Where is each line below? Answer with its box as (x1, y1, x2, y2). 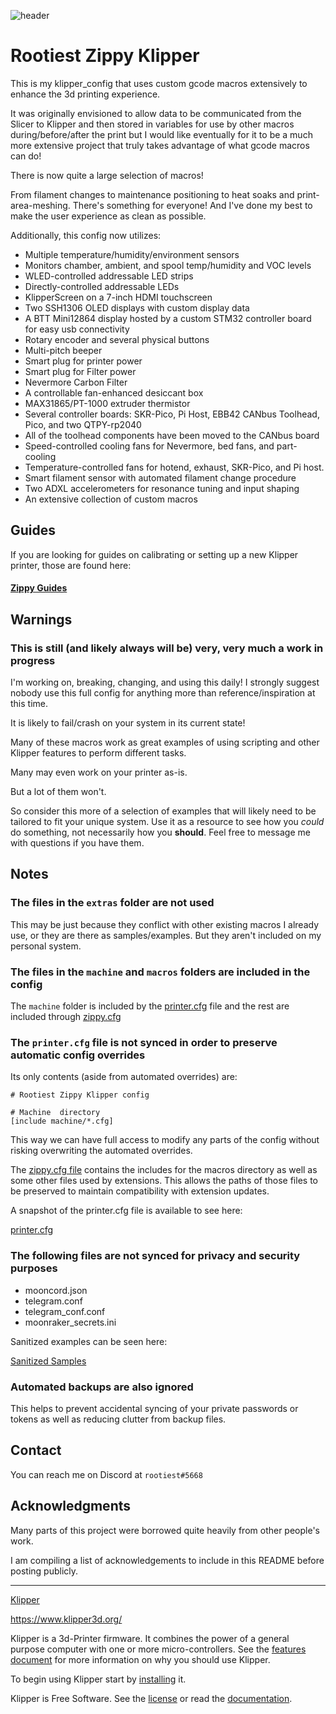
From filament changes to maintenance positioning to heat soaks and (10, 188, 295, 200)
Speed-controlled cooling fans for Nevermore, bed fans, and (24, 440, 275, 452)
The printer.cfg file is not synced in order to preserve (10, 1035, 278, 1049)
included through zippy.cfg (10, 1011, 122, 1023)
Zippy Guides (10, 582, 68, 594)
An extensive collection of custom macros (24, 493, 198, 505)
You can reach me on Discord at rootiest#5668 (10, 1468, 203, 1480)
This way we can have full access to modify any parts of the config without (10, 1134, 320, 1146)
